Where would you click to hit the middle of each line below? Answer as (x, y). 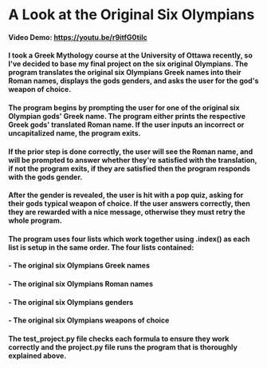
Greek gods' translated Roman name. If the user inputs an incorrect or (126, 125)
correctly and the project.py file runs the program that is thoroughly (123, 347)
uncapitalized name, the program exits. (75, 133)
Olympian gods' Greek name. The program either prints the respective (127, 116)
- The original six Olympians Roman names (81, 283)
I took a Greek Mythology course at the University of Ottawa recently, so (130, 55)
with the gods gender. (45, 176)
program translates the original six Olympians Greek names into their (125, 73)
